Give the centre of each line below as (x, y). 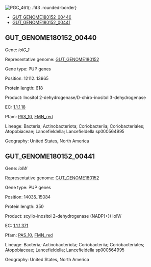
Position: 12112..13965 (27, 78)
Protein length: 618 (24, 88)
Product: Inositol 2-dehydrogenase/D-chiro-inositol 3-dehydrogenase (75, 97)
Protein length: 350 (25, 206)
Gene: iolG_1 (17, 50)
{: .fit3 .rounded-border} (52, 8)
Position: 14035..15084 (28, 197)
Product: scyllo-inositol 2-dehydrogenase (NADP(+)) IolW (63, 216)
